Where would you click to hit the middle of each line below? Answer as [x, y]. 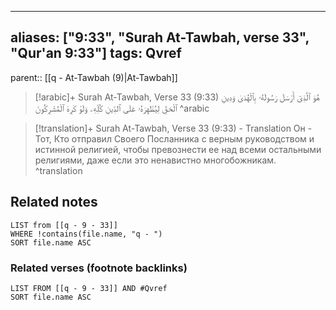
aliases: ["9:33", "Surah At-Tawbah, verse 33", [160, 37]
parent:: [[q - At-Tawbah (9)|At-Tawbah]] [94, 77]
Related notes [54, 202]
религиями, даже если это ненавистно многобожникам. [155, 160]
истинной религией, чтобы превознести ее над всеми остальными [178, 149]
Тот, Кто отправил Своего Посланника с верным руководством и [174, 138]
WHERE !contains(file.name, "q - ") [86, 234]
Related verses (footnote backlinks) [99, 268]
